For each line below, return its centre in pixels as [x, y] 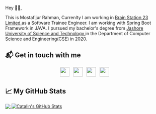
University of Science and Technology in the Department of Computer [78, 33]
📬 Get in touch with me [43, 55]
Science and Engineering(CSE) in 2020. [46, 39]
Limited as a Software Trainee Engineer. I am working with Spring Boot [78, 23]
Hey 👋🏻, [14, 8]
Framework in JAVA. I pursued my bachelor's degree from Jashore [74, 28]
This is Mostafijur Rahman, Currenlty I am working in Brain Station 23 [77, 17]
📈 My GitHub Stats [36, 91]
